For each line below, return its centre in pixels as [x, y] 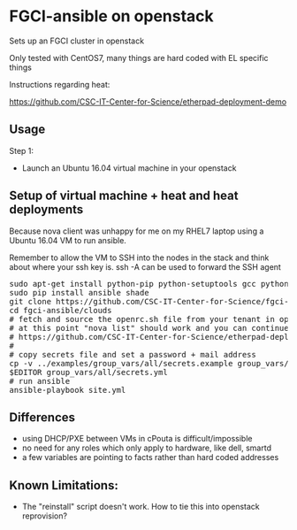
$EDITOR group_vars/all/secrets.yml [88, 372]
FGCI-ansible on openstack [111, 16]
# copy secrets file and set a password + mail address [133, 354]
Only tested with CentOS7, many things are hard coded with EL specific [139, 58]
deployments [46, 210]
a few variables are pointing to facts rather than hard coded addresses [150, 457]
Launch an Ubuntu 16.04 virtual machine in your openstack [129, 168]
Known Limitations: [64, 485]
